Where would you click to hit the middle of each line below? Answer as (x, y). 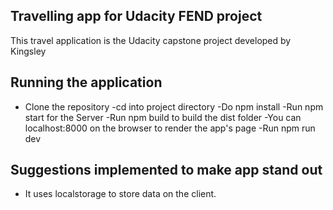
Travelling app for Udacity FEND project (136, 16)
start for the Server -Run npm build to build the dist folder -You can (163, 117)
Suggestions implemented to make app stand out (166, 170)
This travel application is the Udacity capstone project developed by (151, 40)
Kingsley (28, 51)
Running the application (86, 82)
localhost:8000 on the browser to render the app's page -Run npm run (170, 128)
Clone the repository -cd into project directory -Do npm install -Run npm (174, 106)
